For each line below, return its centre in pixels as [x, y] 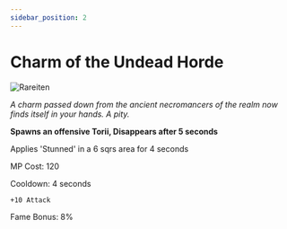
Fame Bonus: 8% [42, 216]
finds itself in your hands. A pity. [70, 114]
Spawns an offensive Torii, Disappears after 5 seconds [114, 131]
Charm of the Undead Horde [117, 62]
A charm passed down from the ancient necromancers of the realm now [144, 104]
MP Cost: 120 [35, 166]
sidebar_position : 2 [49, 18]
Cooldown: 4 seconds [51, 183]
